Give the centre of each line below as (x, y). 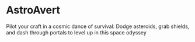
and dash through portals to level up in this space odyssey (76, 32)
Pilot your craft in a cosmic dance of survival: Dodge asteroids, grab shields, (98, 26)
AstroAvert (33, 10)
